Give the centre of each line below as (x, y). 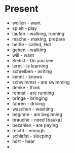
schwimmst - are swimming (41, 82)
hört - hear (23, 141)
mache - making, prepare (39, 39)
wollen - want (26, 23)
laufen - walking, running (38, 33)
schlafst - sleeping (31, 136)
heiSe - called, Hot (31, 44)
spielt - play (25, 28)
